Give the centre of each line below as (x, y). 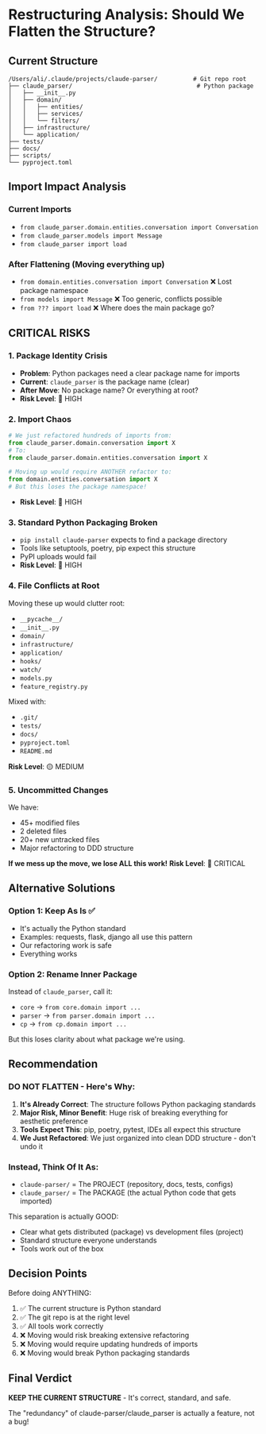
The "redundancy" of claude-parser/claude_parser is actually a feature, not (132, 1413)
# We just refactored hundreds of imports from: (90, 435)
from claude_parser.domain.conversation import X (92, 443)
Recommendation (53, 1064)
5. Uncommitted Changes (58, 790)
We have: (23, 807)
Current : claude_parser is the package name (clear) (105, 381)
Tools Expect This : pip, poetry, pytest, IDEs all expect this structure (130, 1129)
